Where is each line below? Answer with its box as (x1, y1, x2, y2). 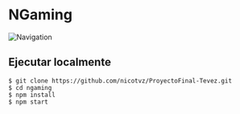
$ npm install (8, 91, 56, 99)
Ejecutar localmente (8, 55, 111, 69)
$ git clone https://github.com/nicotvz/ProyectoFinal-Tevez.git (8, 76, 232, 85)
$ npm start (8, 98, 48, 106)
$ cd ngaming (8, 83, 52, 92)
